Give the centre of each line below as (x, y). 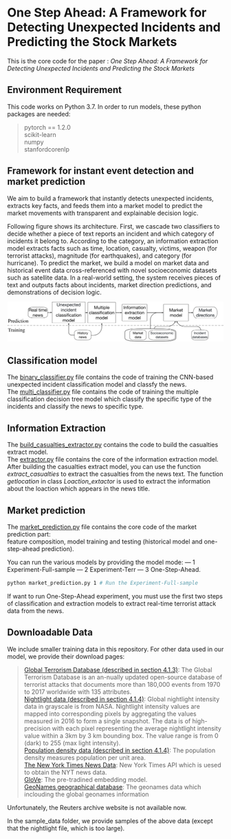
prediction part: (29, 535)
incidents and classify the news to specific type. (76, 406)
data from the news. (35, 610)
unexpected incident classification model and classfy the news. (97, 384)
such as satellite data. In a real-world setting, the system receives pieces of (114, 278)
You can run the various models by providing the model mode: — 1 (101, 562)
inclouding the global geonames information (86, 794)
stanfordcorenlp (47, 149)
